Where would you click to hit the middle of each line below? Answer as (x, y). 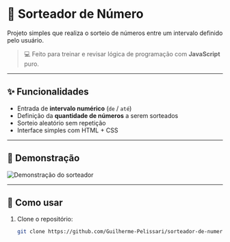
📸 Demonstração (43, 158)
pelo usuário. (26, 40)
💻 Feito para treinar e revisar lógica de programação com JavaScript (122, 53)
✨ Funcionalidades (48, 92)
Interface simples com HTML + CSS (67, 130)
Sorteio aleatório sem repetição (61, 123)
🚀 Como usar (35, 203)
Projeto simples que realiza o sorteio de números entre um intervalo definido (115, 33)
